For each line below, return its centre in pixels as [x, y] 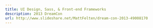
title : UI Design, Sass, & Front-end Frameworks [56, 9]
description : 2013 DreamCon [34, 14]
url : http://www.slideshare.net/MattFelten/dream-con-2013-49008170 [76, 18]
